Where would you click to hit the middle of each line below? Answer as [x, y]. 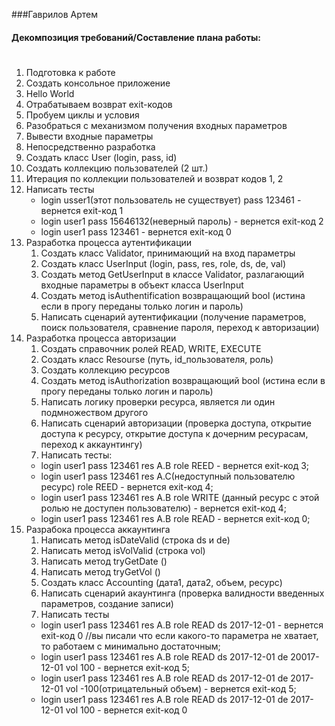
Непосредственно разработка [90, 146]
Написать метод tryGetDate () [104, 561]
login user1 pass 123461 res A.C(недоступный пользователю [168, 476]
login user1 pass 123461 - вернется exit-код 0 [136, 231]
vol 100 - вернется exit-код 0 [126, 710]
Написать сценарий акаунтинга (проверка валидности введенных [182, 593]
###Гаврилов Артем [55, 14]
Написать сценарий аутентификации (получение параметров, [173, 316]
